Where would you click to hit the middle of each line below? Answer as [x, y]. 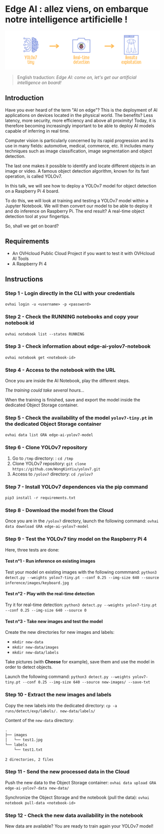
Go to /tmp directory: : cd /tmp [43, 458]
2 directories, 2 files [29, 760]
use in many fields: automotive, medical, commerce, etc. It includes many [79, 145]
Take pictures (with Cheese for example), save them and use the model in [80, 662]
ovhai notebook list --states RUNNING [45, 334]
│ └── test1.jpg [24, 740]
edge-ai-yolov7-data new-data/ [37, 788]
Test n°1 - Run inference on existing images [50, 561]
